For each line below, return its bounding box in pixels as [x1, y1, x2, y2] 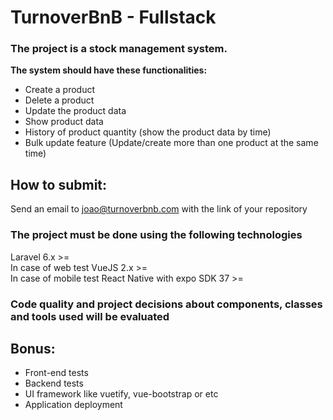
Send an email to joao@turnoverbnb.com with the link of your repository [10, 203, 308, 215]
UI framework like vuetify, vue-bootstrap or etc [24, 388, 219, 400]
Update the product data [24, 105, 127, 117]
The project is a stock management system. [10, 42, 228, 56]
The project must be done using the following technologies [10, 228, 303, 242]
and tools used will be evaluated [10, 309, 170, 323]
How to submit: [10, 176, 108, 193]
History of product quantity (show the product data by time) [24, 126, 272, 138]
